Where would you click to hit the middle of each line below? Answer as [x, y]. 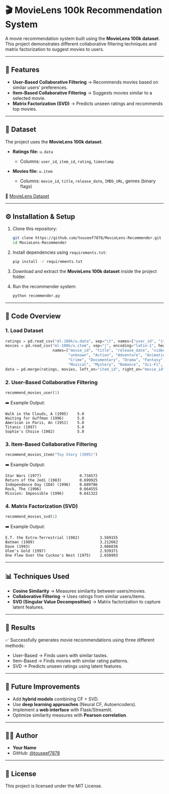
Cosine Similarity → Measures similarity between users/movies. [79, 591]
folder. [19, 277]
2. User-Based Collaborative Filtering [52, 382]
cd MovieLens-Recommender [39, 243]
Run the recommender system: [45, 286]
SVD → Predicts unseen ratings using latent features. [67, 666]
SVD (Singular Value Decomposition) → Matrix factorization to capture [87, 602]
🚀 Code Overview [33, 316]
